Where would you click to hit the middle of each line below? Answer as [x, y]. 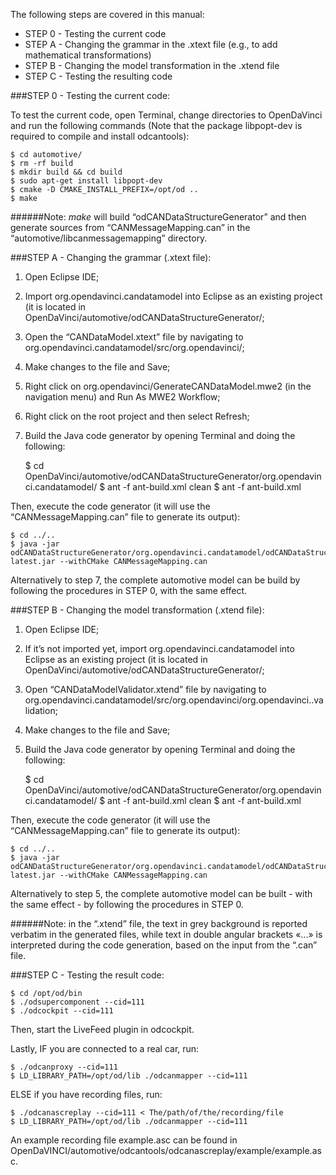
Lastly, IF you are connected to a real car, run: [105, 1048]
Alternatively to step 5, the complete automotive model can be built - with [161, 893]
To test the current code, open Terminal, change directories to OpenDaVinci [166, 115]
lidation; [41, 710]
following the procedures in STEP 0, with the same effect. [129, 590]
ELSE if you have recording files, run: [86, 1094]
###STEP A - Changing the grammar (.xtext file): [111, 257]
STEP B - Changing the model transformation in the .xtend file [152, 65]
